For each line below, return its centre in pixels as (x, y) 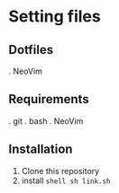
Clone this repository (60, 171)
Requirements (49, 99)
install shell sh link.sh (66, 180)
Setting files (55, 17)
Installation (41, 149)
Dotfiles (31, 50)
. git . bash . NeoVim (46, 121)
